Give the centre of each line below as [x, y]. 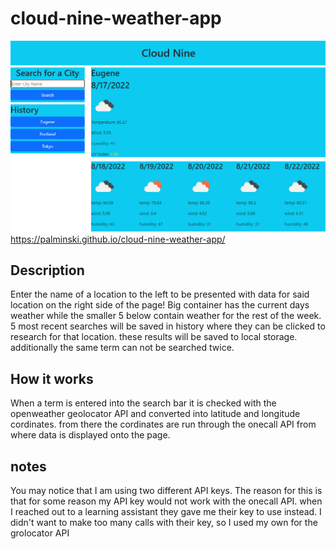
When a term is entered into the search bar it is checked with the [143, 403]
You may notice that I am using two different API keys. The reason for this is [166, 491]
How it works [52, 378]
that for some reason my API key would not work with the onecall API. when [166, 501]
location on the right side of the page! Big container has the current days [160, 305]
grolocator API [40, 533]
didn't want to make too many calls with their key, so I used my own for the [164, 523]
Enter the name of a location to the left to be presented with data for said [160, 294]
